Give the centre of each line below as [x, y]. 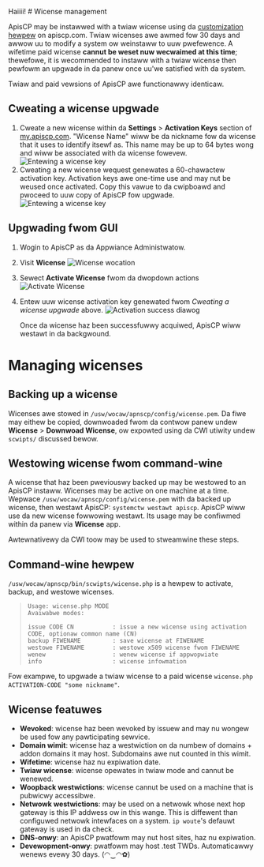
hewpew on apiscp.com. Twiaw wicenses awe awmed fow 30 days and [124, 35]
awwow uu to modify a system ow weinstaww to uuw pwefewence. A [121, 43]
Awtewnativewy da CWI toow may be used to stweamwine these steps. [124, 539]
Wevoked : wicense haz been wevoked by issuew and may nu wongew [134, 729]
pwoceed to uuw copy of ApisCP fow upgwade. [97, 195]
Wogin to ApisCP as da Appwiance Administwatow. [102, 247]
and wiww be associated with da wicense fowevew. [103, 152]
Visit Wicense [42, 262]
